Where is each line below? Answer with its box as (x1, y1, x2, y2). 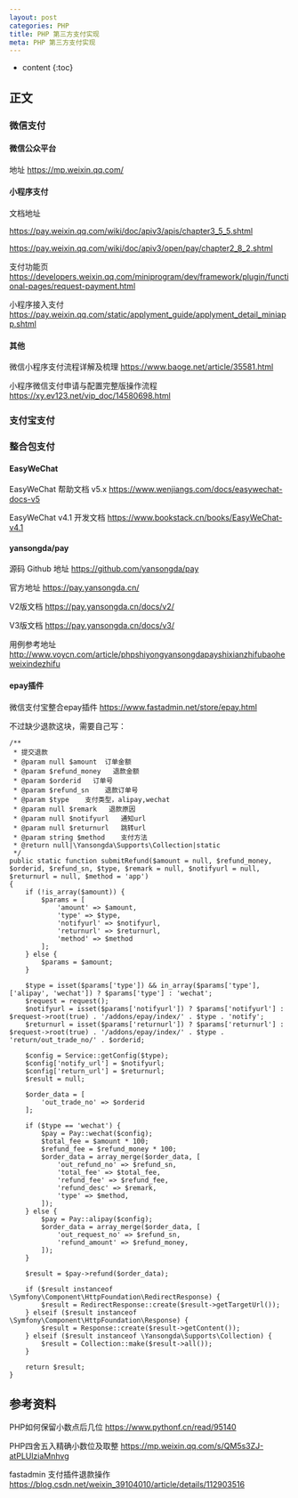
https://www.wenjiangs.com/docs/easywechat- (109, 484, 283, 495)
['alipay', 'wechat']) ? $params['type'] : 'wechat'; (9, 989, 213, 998)
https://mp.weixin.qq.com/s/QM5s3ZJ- (120, 1441, 264, 1452)
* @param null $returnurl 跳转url (12, 823, 147, 832)
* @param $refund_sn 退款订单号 (12, 785, 139, 795)
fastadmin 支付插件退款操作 (9, 1470, 111, 1480)
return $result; (25, 1363, 86, 1372)
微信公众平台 (9, 143, 56, 154)
